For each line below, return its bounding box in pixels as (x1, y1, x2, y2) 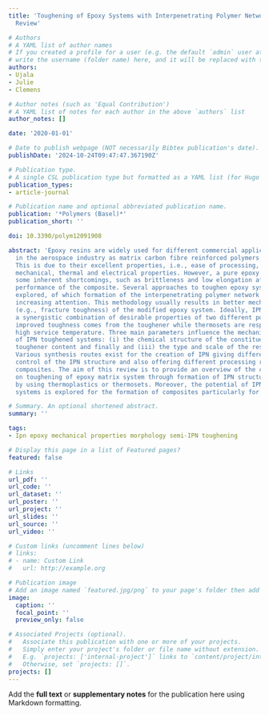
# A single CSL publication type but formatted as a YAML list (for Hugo (8, 173, 260, 181)
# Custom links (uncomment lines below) (8, 542, 146, 550)
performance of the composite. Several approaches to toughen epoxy (15, 283, 249, 292)
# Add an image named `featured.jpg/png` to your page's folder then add (8, 586, 260, 594)
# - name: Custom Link (8, 557, 84, 565)
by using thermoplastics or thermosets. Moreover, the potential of (15, 380, 249, 388)
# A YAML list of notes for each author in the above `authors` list (8, 107, 246, 116)
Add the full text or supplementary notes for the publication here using (8, 689, 246, 699)
